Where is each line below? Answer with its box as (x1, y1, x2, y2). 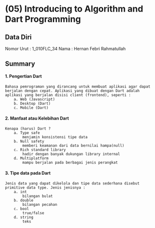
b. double (14, 198, 34, 203)
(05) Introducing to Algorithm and (5, 3, 143, 15)
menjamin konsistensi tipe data (22, 135, 88, 139)
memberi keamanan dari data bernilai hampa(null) (22, 143, 124, 148)
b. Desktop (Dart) (14, 101, 51, 106)
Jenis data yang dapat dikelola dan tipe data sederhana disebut (5, 181, 139, 186)
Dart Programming (5, 14, 81, 25)
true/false (22, 211, 45, 215)
